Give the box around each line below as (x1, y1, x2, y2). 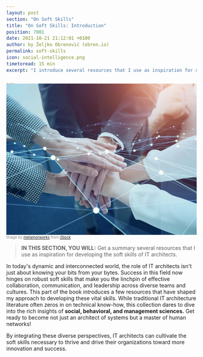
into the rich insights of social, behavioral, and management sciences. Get (6, 307, 195, 315)
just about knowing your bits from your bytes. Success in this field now (6, 269, 183, 277)
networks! (6, 321, 31, 328)
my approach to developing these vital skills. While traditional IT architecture (6, 295, 196, 302)
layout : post (6, 10, 39, 16)
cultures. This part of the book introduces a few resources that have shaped (6, 288, 196, 296)
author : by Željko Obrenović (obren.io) (6, 42, 110, 48)
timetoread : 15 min (6, 61, 56, 67)
